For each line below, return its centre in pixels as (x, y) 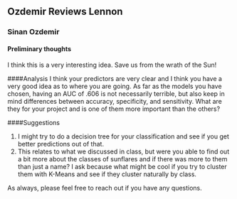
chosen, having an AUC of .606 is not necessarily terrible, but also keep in (116, 93)
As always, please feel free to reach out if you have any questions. (105, 188)
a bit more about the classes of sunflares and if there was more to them (122, 158)
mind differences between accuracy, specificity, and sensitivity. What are (115, 101)
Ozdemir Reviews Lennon (65, 12)
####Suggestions (34, 122)
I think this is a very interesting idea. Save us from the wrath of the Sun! (112, 65)
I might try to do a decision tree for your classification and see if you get (123, 136)
